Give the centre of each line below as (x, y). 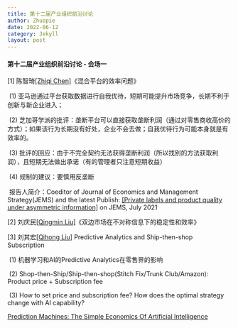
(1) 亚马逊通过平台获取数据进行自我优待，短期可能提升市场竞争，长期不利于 (119, 96)
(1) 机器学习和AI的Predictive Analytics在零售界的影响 (86, 260)
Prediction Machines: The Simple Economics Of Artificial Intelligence (108, 317)
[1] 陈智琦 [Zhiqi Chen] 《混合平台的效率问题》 (74, 81)
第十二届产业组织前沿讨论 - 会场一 (57, 64)
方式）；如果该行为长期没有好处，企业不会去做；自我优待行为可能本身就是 (115, 129)
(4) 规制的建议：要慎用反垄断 (52, 177)
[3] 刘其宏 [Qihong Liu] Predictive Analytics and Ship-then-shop (100, 237)
